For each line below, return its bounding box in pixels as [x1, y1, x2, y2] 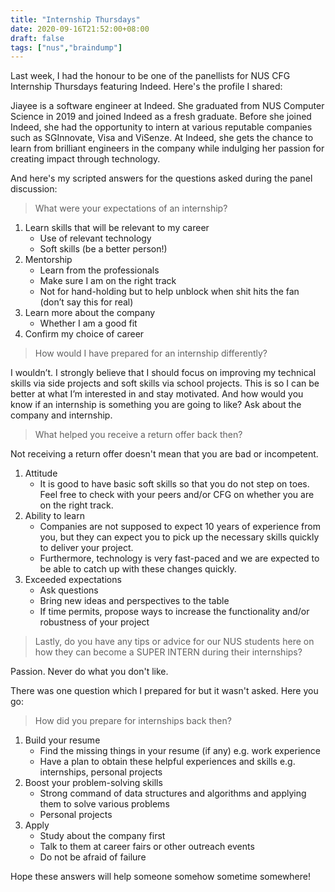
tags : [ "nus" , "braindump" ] [10, 42, 123, 53]
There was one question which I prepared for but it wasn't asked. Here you [10, 685, 319, 697]
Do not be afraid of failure [39, 851, 147, 863]
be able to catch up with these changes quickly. [39, 563, 237, 575]
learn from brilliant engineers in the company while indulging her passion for [10, 142, 325, 155]
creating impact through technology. [10, 153, 161, 165]
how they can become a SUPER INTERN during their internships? [34, 646, 303, 658]
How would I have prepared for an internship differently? [34, 347, 268, 360]
